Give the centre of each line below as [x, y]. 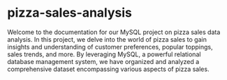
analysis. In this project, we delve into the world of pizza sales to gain [107, 39]
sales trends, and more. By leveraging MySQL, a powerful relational [104, 54]
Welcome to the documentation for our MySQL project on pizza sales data [114, 32]
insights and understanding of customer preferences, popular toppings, [110, 47]
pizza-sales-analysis [70, 13]
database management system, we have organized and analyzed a [103, 61]
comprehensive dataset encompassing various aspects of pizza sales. [108, 69]
